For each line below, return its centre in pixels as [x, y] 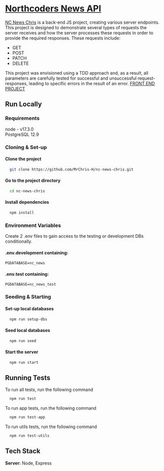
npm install [22, 213]
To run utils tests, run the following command [51, 427]
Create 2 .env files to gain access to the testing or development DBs [75, 236]
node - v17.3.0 [19, 129]
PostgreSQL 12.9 [22, 134]
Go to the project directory [33, 180]
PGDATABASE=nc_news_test [31, 285]
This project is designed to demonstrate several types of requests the [76, 27]
